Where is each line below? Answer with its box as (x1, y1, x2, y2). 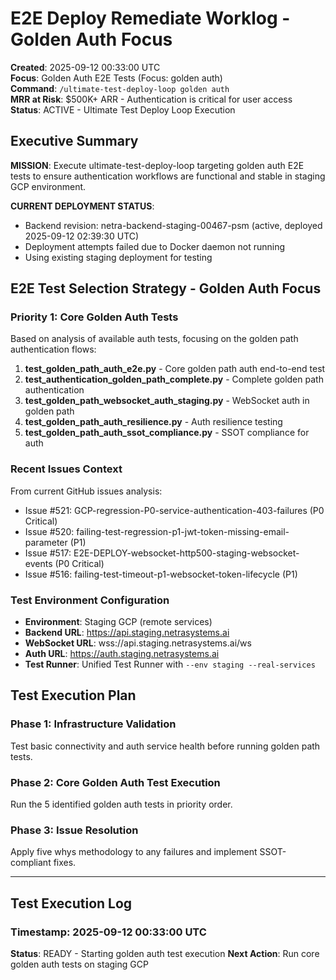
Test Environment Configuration (10, 593, 170, 607)
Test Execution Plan (10, 687, 137, 704)
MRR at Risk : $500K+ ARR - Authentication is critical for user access (10, 93, 293, 105)
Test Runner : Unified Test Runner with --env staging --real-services (24, 658, 316, 671)
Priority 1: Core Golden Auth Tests (10, 310, 179, 324)
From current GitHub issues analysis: (10, 485, 163, 497)
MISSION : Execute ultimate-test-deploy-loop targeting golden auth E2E (10, 159, 305, 171)
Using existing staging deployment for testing (24, 251, 213, 263)
